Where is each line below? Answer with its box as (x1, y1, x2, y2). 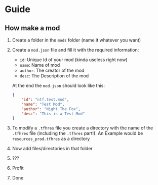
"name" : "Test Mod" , (21, 102, 65, 107)
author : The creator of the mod (19, 67, 85, 73)
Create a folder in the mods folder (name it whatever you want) (12, 37, 141, 43)
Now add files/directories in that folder (12, 146, 93, 152)
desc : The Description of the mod (19, 73, 89, 79)
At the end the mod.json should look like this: (12, 82, 105, 88)
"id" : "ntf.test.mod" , (21, 97, 69, 102)
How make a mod (5, 24, 60, 32)
